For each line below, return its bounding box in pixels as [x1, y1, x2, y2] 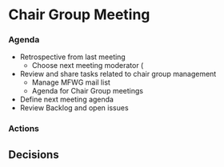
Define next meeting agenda [19, 94, 114, 105]
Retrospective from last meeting [19, 52, 126, 62]
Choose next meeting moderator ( [31, 61, 144, 70]
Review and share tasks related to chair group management [19, 70, 217, 79]
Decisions [8, 148, 59, 161]
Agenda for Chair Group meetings [31, 86, 144, 96]
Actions [8, 123, 40, 134]
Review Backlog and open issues [19, 103, 130, 113]
